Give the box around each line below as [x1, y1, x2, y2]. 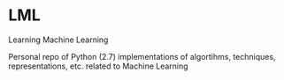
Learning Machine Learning [8, 34, 109, 45]
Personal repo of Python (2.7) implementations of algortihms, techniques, [8, 51, 276, 62]
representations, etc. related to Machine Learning [8, 61, 188, 71]
